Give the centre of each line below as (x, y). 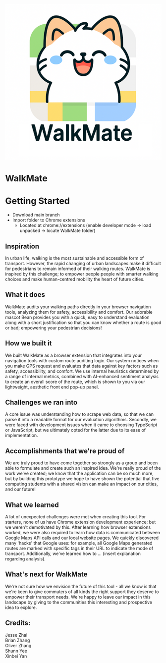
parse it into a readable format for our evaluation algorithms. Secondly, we (81, 420)
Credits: (18, 623)
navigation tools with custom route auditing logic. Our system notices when (82, 360)
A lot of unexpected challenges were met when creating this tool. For (76, 517)
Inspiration (22, 246)
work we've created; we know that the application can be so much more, (79, 473)
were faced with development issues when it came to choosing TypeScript (81, 425)
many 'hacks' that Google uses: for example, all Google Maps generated (79, 543)
